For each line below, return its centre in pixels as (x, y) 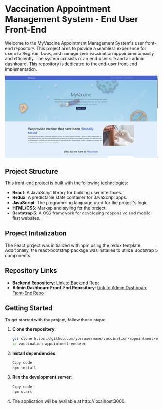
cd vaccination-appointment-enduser (49, 344)
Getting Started (29, 308)
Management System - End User (72, 19)
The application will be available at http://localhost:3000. (69, 401)
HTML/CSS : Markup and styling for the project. (59, 208)
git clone (22, 339)
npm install (24, 368)
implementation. (21, 69)
